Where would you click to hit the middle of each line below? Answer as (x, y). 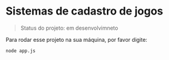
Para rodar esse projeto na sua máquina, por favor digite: (76, 39)
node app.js (21, 51)
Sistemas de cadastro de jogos (84, 11)
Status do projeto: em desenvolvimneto (69, 28)
